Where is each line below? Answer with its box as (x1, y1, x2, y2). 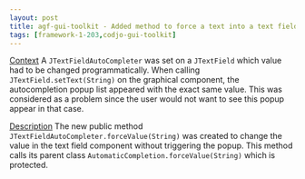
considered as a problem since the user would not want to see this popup (9, 94, 284, 104)
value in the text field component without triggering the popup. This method (9, 140, 293, 151)
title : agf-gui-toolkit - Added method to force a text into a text (9, 22, 274, 31)
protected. (9, 160, 48, 171)
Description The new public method (9, 121, 143, 132)
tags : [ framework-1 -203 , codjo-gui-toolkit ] (9, 30, 177, 39)
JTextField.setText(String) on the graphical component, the (9, 75, 240, 85)
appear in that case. (9, 104, 84, 114)
